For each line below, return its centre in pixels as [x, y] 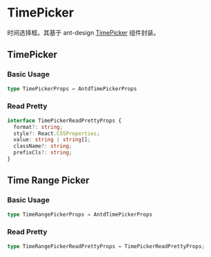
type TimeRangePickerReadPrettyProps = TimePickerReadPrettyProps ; [106, 246]
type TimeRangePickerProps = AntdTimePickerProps [80, 214]
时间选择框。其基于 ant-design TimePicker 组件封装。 [83, 32]
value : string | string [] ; [52, 140]
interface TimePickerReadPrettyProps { [64, 121]
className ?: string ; [43, 146]
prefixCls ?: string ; [43, 153]
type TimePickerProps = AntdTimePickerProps [72, 89]
